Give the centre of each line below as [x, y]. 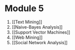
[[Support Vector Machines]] [41, 32]
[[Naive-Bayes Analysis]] [37, 27]
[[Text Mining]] [27, 22]
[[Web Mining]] [27, 37]
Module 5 [24, 8]
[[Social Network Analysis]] [39, 42]
